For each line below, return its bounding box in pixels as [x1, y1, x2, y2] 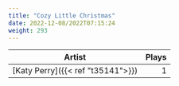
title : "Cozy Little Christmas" [8, 11, 115, 20]
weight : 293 [8, 26, 48, 34]
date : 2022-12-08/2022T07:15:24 [8, 19, 115, 27]
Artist [64, 52, 86, 63]
